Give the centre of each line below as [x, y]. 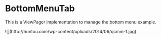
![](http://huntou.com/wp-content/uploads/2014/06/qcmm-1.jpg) [71, 31]
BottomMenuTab [40, 9]
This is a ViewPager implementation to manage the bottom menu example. [81, 22]
